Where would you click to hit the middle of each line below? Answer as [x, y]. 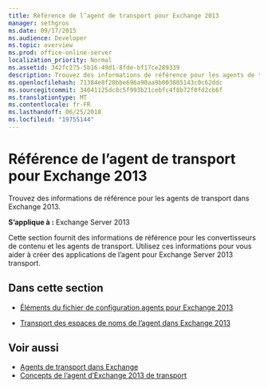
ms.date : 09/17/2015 [43, 30]
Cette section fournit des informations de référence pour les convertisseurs [132, 237]
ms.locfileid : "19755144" [51, 120]
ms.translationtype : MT [48, 97]
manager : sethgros [39, 23]
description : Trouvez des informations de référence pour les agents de [132, 75]
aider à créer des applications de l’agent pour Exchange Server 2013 [121, 254]
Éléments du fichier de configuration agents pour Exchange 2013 [126, 307]
